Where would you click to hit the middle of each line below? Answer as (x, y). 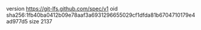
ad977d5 (17, 21)
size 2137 (41, 21)
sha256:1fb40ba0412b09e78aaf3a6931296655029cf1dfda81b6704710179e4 (101, 15)
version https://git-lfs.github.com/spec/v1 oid (62, 9)
